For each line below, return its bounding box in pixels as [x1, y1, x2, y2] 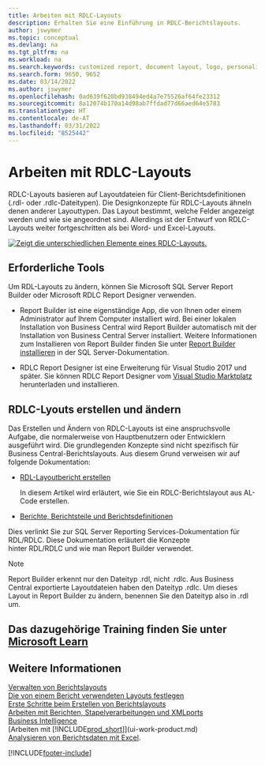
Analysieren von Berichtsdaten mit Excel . [8, 733, 141, 743]
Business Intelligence [8, 716, 77, 725]
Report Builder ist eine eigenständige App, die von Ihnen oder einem [19, 306, 242, 315]
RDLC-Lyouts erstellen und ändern [8, 402, 181, 416]
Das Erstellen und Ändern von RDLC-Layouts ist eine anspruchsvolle [8, 424, 231, 433]
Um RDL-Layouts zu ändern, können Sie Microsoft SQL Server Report [8, 282, 233, 292]
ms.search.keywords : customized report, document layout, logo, [8, 63, 224, 71]
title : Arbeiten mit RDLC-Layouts [8, 11, 122, 20]
